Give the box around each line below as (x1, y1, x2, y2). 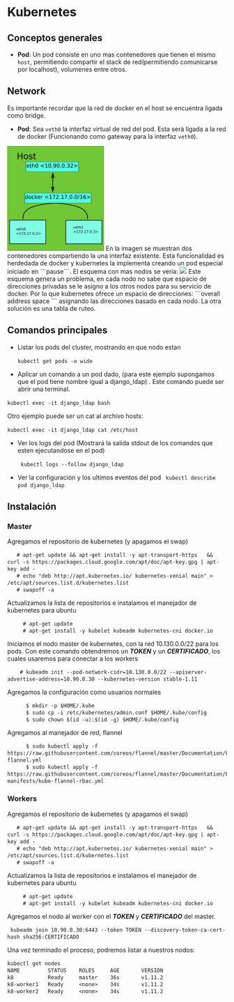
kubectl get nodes (7, 959, 61, 967)
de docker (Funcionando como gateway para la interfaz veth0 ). (17, 132, 198, 140)
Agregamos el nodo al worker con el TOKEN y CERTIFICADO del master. (7, 912, 216, 920)
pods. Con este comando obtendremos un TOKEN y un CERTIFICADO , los (7, 647, 221, 656)
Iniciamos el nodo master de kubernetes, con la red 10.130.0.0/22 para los (7, 640, 219, 648)
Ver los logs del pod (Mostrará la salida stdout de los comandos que (17, 438, 213, 447)
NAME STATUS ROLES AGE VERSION (7, 966, 164, 974)
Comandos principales (7, 325, 108, 337)
